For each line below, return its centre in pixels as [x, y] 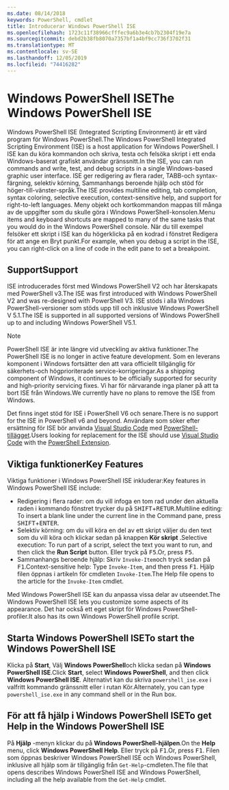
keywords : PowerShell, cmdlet [50, 20]
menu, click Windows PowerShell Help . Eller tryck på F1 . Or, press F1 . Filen [113, 750]
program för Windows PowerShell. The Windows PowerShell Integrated [107, 139]
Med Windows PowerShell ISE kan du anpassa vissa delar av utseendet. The [114, 595]
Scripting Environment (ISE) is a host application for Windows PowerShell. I [113, 146]
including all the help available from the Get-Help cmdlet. [86, 779]
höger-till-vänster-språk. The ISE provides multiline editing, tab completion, [112, 190]
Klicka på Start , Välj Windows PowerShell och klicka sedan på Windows [109, 665]
